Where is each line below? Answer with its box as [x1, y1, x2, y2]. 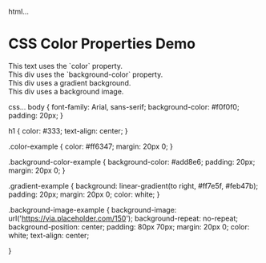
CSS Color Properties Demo [8, 35, 196, 53]
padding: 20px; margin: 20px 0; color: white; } [8, 189, 160, 199]
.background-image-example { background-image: [8, 205, 177, 214]
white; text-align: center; [8, 230, 90, 240]
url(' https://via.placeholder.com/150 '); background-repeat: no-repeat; [8, 213, 239, 223]
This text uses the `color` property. [8, 61, 123, 70]
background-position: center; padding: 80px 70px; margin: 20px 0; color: [8, 221, 250, 231]
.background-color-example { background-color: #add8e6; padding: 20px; [8, 157, 256, 166]
